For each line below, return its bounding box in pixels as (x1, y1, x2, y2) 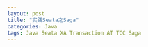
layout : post (7, 10, 45, 17)
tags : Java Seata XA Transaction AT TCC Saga (7, 29, 141, 37)
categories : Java (7, 23, 58, 30)
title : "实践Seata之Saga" (7, 17, 79, 23)
